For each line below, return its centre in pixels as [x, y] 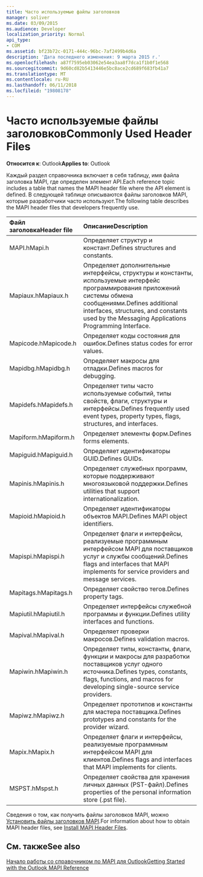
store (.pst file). [105, 799]
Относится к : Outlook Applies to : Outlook [58, 163]
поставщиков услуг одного [123, 664]
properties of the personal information [137, 792]
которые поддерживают [119, 475]
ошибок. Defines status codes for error [138, 343]
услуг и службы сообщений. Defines [136, 556]
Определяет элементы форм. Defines [137, 433]
